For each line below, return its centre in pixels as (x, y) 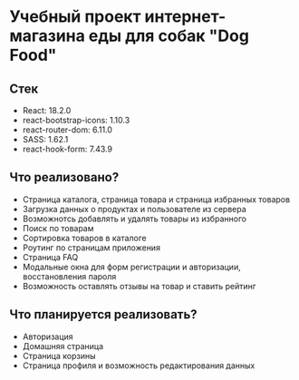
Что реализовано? (64, 177)
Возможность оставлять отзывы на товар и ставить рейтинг (139, 286)
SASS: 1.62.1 (45, 139)
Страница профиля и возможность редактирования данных (139, 365)
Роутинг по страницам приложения (92, 248)
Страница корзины (59, 356)
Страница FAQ (50, 257)
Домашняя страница (63, 346)
